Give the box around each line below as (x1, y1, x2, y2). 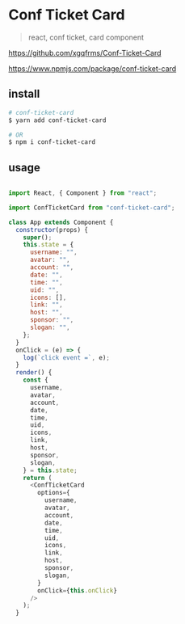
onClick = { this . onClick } (37, 586, 117, 595)
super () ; (23, 233, 53, 242)
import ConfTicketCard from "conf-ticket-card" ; (8, 204, 175, 212)
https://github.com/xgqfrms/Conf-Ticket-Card (8, 48, 162, 57)
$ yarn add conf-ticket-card (8, 116, 107, 124)
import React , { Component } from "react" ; (8, 189, 158, 197)
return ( (23, 474, 53, 482)
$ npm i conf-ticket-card (8, 138, 95, 146)
